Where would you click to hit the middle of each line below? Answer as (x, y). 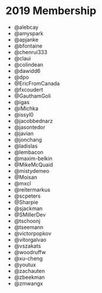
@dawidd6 (27, 71)
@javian (24, 133)
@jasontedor (29, 127)
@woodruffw (30, 252)
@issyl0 (24, 114)
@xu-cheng (28, 258)
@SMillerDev (30, 214)
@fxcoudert (29, 89)
